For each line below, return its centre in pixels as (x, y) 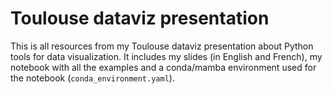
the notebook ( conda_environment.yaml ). (92, 78)
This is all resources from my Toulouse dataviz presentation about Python (162, 46)
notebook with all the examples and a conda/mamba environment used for (163, 67)
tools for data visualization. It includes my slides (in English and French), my (166, 56)
